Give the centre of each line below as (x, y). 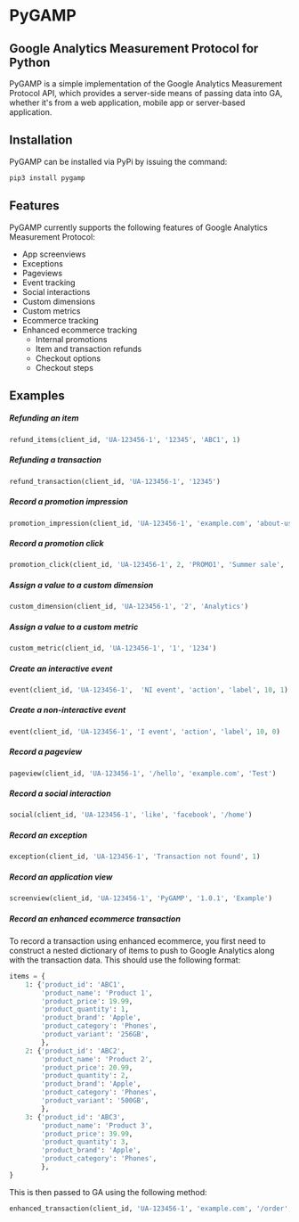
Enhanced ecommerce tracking (80, 330)
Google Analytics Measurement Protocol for (134, 49)
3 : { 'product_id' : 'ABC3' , (75, 1117)
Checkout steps (64, 367)
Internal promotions (71, 339)
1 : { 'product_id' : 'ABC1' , (75, 984)
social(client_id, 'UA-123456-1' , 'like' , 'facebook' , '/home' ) (131, 815)
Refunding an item (44, 418)
